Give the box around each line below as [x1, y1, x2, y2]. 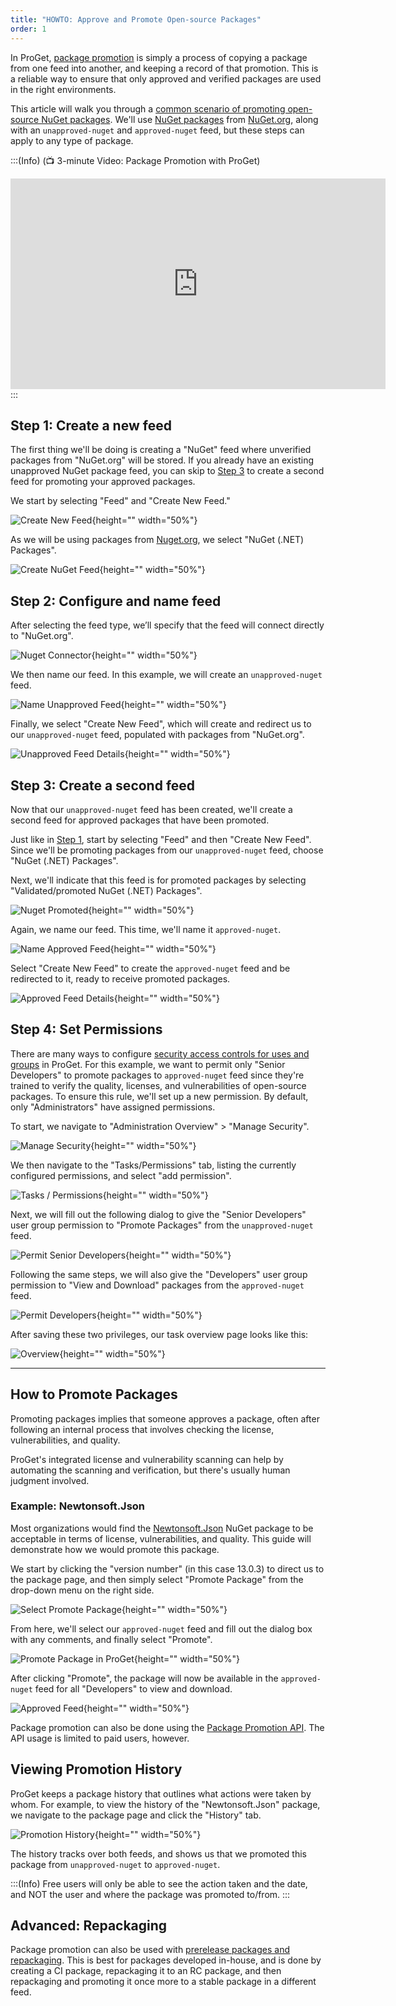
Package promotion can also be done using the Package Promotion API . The [10, 1721, 325, 1733]
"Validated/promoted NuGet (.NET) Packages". [10, 884, 203, 896]
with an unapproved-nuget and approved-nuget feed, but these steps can [10, 124, 305, 136]
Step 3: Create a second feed [10, 777, 196, 794]
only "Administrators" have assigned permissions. [10, 1101, 216, 1113]
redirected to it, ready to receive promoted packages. [10, 972, 231, 985]
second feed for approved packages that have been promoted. [10, 814, 270, 826]
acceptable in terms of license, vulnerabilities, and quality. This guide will [10, 1532, 312, 1545]
